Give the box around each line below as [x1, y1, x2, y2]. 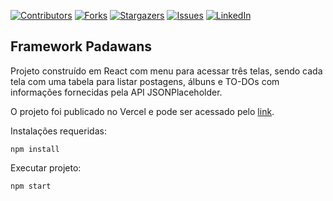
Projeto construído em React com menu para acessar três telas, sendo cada [10, 65, 323, 77]
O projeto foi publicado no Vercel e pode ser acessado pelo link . [10, 105, 275, 117]
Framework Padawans [10, 38, 153, 55]
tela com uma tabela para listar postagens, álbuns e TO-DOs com [10, 75, 280, 87]
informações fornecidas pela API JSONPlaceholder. [10, 86, 223, 98]
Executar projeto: [10, 161, 82, 174]
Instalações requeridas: [10, 125, 107, 137]
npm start [10, 181, 52, 191]
